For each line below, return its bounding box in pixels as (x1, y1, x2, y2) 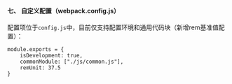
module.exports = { (7, 46, 64, 53)
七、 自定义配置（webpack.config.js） (7, 6, 121, 15)
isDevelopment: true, (20, 52, 83, 59)
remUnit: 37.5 (20, 64, 61, 71)
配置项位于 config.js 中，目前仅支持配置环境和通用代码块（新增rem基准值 (7, 23, 219, 31)
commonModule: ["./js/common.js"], (20, 58, 124, 66)
